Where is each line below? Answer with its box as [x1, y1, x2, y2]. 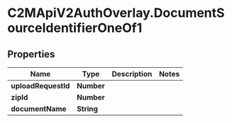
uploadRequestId [11, 81, 70, 90]
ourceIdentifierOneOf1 [7, 20, 143, 36]
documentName [11, 104, 67, 114]
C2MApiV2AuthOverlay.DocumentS [7, 5, 225, 21]
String [77, 104, 98, 114]
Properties [7, 48, 55, 60]
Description [111, 69, 153, 78]
